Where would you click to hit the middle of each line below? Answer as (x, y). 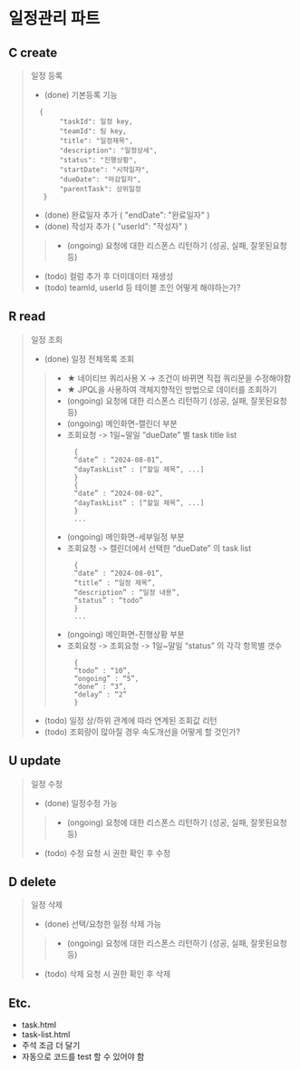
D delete (33, 882)
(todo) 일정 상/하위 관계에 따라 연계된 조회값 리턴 (131, 720)
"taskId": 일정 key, (96, 122)
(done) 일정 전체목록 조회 (89, 358)
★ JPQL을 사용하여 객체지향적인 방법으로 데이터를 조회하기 (172, 389)
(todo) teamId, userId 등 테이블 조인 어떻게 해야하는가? (142, 287)
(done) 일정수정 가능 (81, 802)
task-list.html (46, 1035)
